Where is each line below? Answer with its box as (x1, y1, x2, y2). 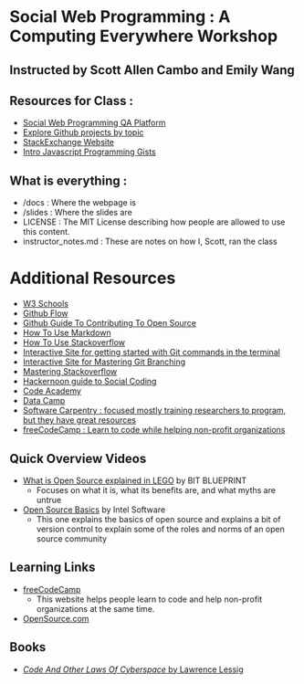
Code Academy (22, 385, 82, 396)
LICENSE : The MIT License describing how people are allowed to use (22, 216, 286, 227)
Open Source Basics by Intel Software (22, 504, 166, 515)
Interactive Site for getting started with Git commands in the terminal (22, 347, 280, 358)
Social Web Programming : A (9, 6, 231, 27)
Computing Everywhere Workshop (9, 26, 278, 47)
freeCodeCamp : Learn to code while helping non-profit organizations (22, 425, 286, 436)
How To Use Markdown (22, 327, 111, 339)
